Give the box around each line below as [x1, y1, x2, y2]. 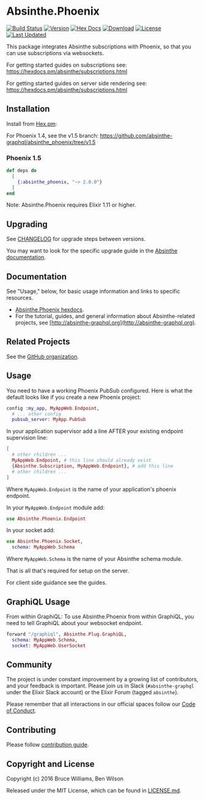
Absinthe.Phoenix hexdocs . [15, 306, 84, 313]
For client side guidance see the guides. [6, 579, 107, 587]
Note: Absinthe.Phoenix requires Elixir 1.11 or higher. [6, 201, 136, 209]
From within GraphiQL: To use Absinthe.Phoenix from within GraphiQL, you [6, 613, 194, 620]
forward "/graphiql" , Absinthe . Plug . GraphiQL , [6, 631, 127, 637]
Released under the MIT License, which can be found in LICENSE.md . [6, 787, 181, 794]
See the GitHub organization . [6, 353, 79, 360]
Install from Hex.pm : [6, 120, 57, 127]
